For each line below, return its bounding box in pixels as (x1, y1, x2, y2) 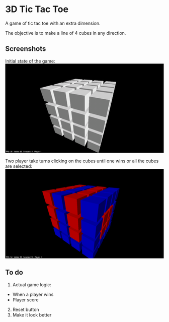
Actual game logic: (12, 281, 52, 288)
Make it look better (12, 311, 52, 318)
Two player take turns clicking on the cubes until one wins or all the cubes (5, 158, 159, 164)
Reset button (12, 306, 39, 312)
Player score (12, 296, 39, 303)
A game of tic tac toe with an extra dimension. (5, 20, 101, 26)
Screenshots (5, 44, 46, 53)
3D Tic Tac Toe (5, 4, 69, 15)
